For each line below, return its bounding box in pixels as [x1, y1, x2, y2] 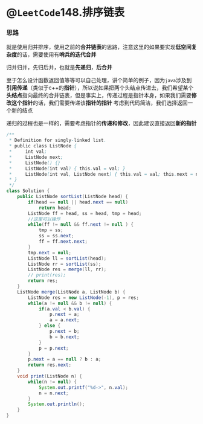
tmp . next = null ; [28, 249, 71, 255]
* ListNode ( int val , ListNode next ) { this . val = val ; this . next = [8, 171, 193, 177]
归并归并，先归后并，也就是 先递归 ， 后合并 [6, 64, 112, 71]
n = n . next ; [38, 390, 69, 396]
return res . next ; [28, 362, 71, 368]
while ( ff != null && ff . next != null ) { [28, 222, 134, 228]
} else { [38, 323, 61, 329]
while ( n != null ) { [28, 379, 77, 385]
